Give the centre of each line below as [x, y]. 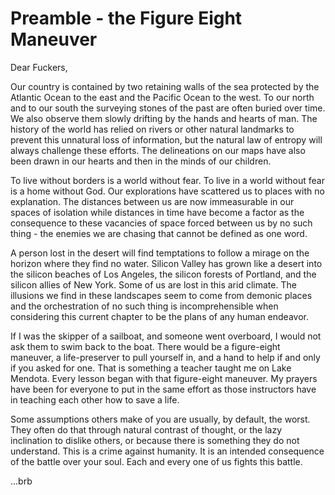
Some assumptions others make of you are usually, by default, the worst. [160, 419]
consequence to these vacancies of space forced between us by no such [161, 223]
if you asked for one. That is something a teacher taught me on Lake [151, 368]
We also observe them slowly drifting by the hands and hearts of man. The [164, 118]
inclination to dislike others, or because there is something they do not [155, 440]
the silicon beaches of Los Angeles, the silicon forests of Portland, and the [163, 274]
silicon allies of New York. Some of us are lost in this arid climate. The [153, 284]
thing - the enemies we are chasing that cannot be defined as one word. [159, 233]
